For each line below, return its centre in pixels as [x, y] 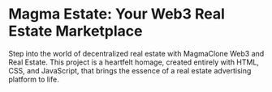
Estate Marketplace [76, 31]
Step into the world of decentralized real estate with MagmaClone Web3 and [136, 53]
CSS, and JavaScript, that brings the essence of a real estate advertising [130, 70]
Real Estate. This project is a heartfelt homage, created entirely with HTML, [134, 62]
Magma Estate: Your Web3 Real [117, 14]
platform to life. [34, 79]
